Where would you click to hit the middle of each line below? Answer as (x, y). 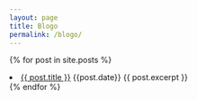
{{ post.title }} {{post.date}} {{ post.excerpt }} (105, 77)
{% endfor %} (35, 87)
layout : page (34, 18)
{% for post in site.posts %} (61, 60)
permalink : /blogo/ (46, 34)
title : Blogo (34, 26)
